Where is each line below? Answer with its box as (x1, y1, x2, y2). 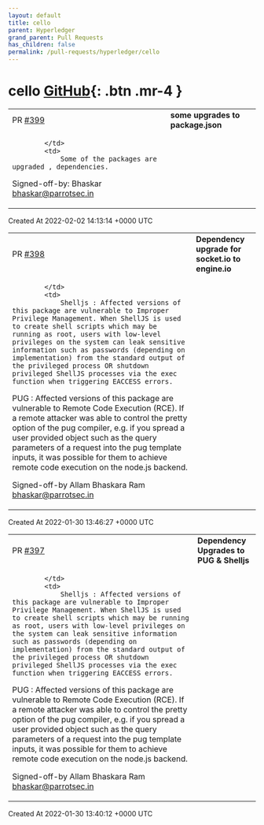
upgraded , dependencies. (12, 162, 109, 171)
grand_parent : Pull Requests (8, 33, 104, 42)
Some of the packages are (60, 154, 157, 163)
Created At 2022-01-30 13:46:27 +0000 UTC (8, 517, 154, 526)
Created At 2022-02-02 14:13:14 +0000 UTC (8, 216, 153, 225)
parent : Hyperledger (8, 26, 76, 34)
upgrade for (196, 243, 242, 255)
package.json (170, 119, 222, 130)
